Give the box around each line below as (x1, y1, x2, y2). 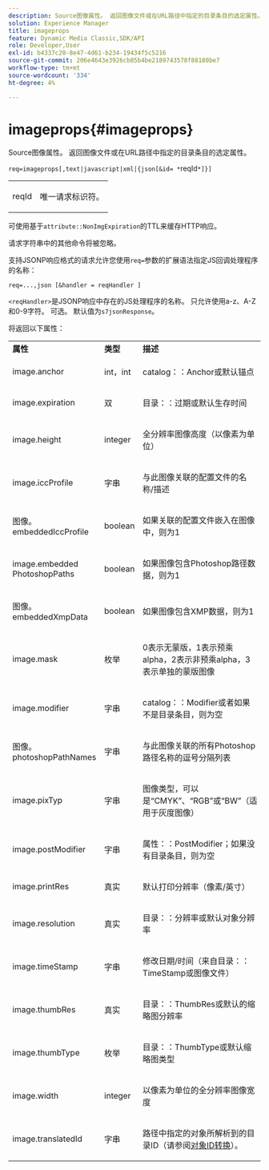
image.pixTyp (12, 795, 62, 806)
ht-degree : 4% (8, 79, 56, 87)
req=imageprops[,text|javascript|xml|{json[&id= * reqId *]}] (8, 163, 212, 173)
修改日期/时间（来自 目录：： (143, 955, 251, 966)
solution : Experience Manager (8, 19, 110, 27)
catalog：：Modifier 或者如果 (143, 697, 251, 708)
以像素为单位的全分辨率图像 (143, 1085, 247, 1096)
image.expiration (12, 397, 75, 409)
